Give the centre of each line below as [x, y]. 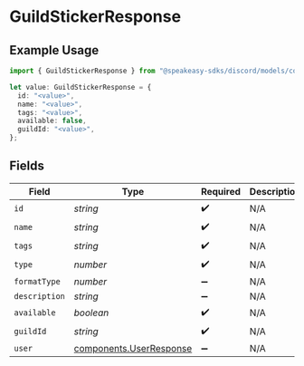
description [40, 296]
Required [221, 191]
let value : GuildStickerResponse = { [81, 87]
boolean [91, 313]
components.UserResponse [133, 348]
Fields [27, 166]
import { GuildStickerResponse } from [82, 71]
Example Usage [54, 50]
